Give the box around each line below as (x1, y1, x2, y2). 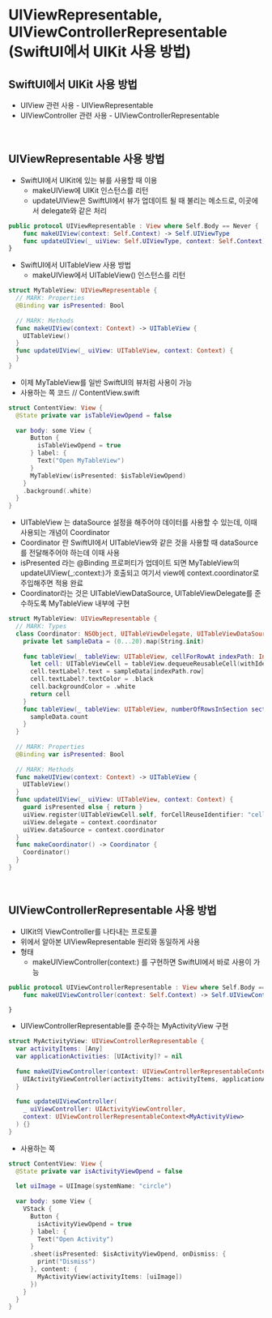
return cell (29, 690, 70, 698)
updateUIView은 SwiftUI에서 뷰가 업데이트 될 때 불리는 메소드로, (32, 195, 237, 205)
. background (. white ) (23, 486, 92, 495)
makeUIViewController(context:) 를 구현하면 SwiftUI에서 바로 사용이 (32, 956, 253, 966)
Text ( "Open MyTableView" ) (37, 456, 125, 465)
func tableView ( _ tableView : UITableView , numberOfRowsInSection (23, 705, 249, 713)
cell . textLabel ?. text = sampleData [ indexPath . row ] (29, 667, 205, 676)
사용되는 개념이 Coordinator (19, 528, 111, 537)
